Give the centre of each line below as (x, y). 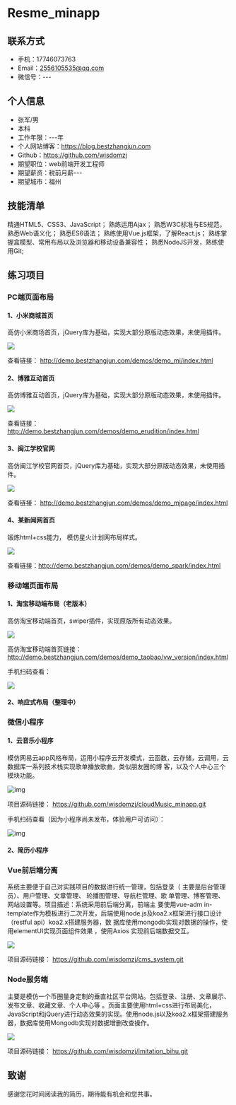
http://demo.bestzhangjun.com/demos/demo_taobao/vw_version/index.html (118, 657)
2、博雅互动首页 (31, 378)
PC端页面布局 (31, 297)
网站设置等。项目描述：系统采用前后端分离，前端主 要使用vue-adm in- (110, 905)
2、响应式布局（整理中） (43, 702)
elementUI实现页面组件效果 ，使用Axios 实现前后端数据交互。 (103, 931)
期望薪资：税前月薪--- (50, 173)
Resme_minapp (54, 13)
